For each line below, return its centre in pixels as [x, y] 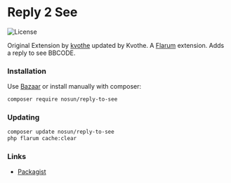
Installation [27, 71]
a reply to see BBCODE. [41, 53]
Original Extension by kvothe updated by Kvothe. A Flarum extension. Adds [116, 45]
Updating [24, 118]
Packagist [32, 172]
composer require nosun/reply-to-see [62, 99]
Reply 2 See [42, 12]
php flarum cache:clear [42, 139]
